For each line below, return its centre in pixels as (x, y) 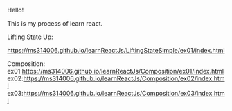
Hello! (16, 10)
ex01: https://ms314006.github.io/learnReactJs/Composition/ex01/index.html (116, 71)
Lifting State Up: (30, 37)
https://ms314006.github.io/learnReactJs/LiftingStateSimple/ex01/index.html (116, 50)
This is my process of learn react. (55, 23)
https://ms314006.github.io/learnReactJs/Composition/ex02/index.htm (124, 78)
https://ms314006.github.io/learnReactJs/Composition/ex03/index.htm (124, 93)
